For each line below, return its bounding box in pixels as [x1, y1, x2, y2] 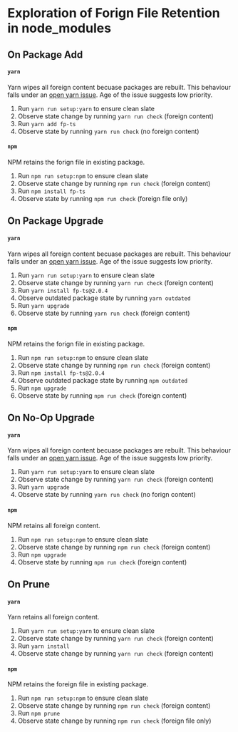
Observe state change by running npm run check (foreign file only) [17, 716, 212, 725]
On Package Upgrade [7, 215, 104, 227]
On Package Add [7, 48, 83, 61]
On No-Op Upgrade [7, 412, 95, 424]
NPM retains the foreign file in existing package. [7, 680, 148, 689]
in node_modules [7, 20, 112, 36]
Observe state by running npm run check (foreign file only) [17, 194, 188, 202]
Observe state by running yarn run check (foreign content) [17, 309, 190, 317]
